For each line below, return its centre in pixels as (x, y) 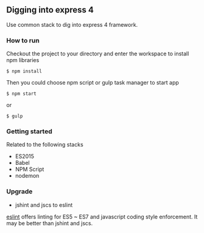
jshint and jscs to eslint (44, 205)
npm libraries (23, 60)
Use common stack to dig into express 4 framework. (72, 24)
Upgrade (19, 192)
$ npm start (21, 94)
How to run (23, 40)
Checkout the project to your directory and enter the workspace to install (98, 54)
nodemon (27, 176)
